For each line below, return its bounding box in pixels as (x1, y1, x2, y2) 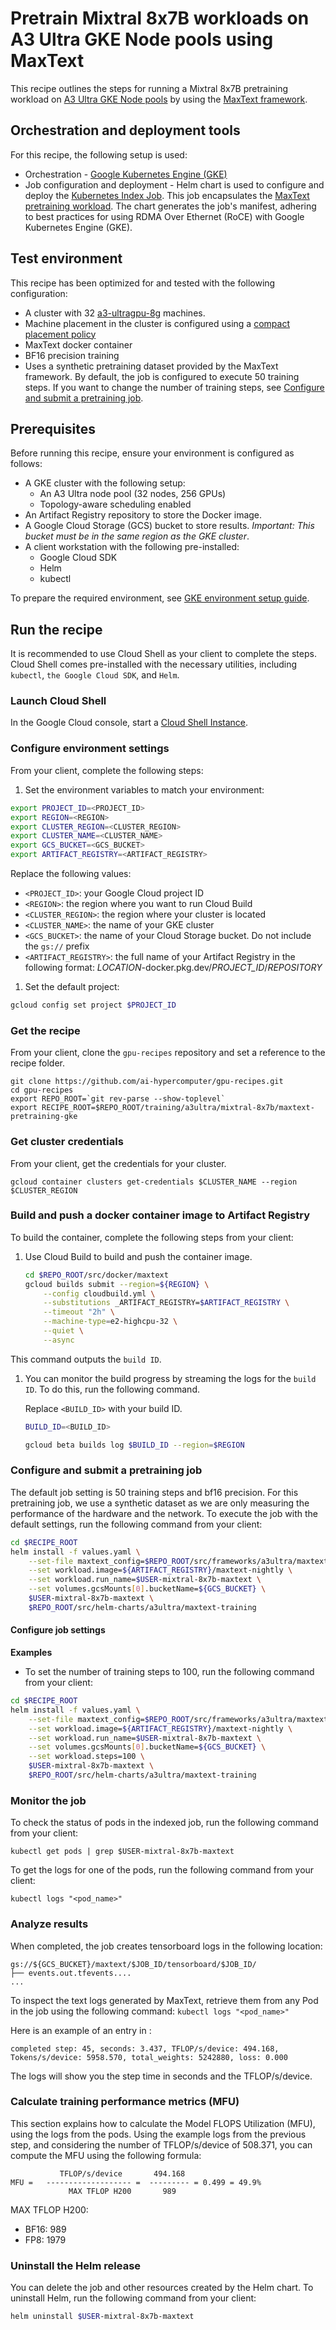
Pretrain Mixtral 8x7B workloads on (10, 7, 310, 30)
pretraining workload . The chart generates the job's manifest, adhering (24, 200, 317, 212)
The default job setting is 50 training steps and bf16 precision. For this (10, 1486, 299, 1498)
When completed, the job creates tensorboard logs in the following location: (10, 1940, 323, 1952)
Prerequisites (10, 420, 96, 437)
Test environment (10, 250, 123, 267)
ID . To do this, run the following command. (24, 1383, 200, 1395)
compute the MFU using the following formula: (10, 2149, 202, 2161)
